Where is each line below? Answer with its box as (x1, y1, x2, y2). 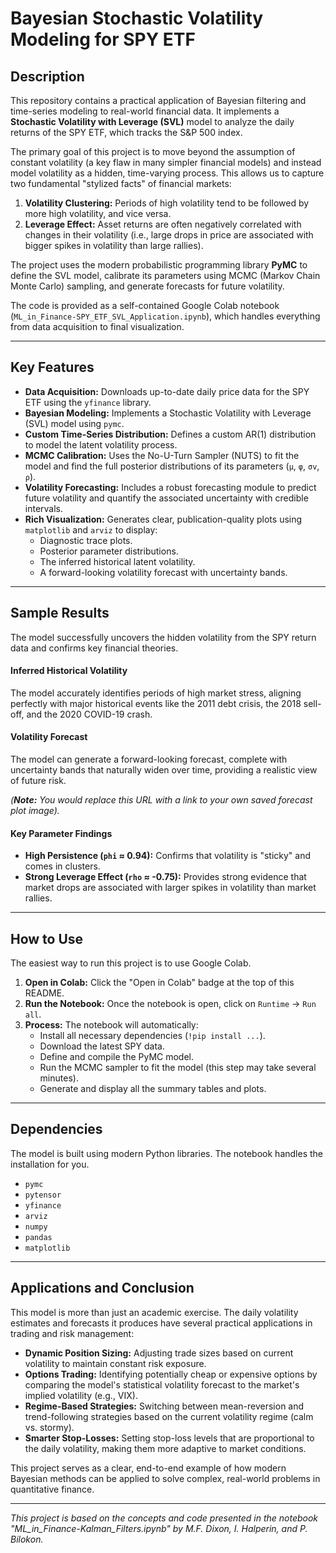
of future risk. (10, 775, 67, 787)
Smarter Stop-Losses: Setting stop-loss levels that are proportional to (24, 1432, 315, 1444)
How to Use (10, 930, 84, 947)
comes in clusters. (24, 860, 101, 872)
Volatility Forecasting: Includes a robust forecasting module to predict (24, 481, 317, 493)
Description (10, 68, 85, 85)
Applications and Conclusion (10, 1280, 195, 1297)
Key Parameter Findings (10, 827, 113, 839)
